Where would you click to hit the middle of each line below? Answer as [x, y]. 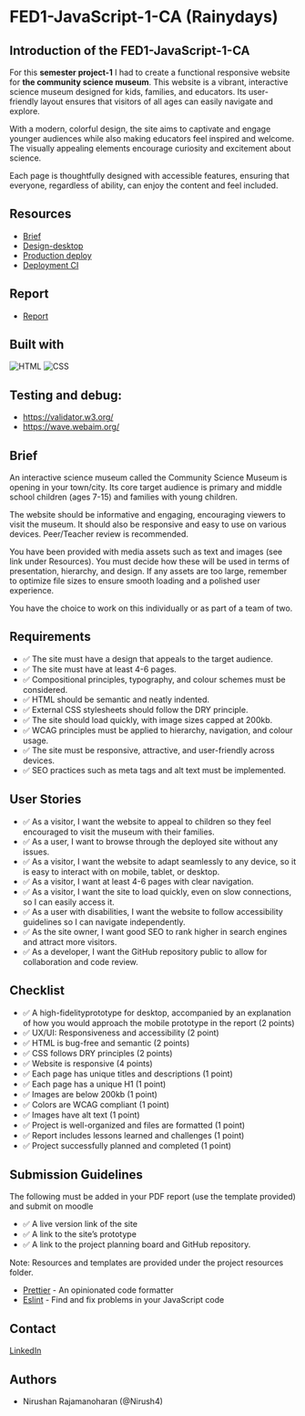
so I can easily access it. [69, 902]
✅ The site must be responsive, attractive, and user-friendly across [148, 750]
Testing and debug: [66, 395]
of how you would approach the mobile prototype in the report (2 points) [158, 1023]
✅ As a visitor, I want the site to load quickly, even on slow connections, [157, 891]
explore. [25, 111]
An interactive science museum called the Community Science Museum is [148, 477]
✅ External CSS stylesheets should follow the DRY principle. [135, 709]
